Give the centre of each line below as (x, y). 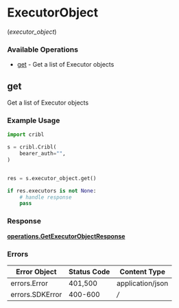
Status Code (89, 272)
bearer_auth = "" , (43, 154)
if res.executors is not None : (52, 190)
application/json (142, 283)
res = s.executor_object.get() (52, 178)
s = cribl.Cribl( (32, 147)
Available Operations (43, 49)
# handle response (46, 197)
